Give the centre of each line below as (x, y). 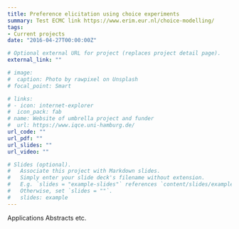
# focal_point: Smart (39, 86)
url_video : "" (28, 151)
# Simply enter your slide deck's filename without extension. (106, 178)
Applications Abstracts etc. (47, 218)
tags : (15, 27)
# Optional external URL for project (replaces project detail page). (114, 53)
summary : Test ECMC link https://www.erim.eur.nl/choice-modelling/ (111, 21)
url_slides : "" (30, 145)
